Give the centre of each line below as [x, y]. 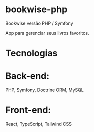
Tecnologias [31, 53]
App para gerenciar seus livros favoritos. [47, 33]
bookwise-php [36, 9]
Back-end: [27, 76]
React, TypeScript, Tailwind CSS [38, 124]
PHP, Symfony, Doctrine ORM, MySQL [45, 90]
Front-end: [28, 110]
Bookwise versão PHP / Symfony [39, 23]
